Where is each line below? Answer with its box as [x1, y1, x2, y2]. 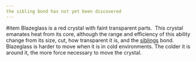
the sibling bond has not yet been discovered [6, 8, 122, 14]
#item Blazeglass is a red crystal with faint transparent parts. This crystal [6, 24, 183, 31]
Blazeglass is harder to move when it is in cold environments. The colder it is [6, 43, 191, 50]
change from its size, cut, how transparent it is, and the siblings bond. [6, 37, 174, 43]
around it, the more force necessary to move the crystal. [6, 49, 142, 56]
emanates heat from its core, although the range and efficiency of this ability [6, 30, 191, 38]
